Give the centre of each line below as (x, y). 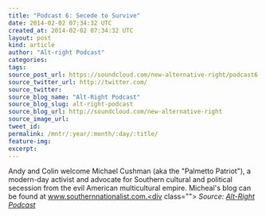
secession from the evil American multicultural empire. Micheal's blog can (130, 188)
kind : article (32, 45)
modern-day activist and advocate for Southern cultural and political (120, 180)
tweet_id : (25, 126)
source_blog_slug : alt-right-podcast (71, 104)
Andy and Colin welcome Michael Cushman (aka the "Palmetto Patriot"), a (129, 171)
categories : (28, 60)
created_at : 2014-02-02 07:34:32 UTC (71, 30)
